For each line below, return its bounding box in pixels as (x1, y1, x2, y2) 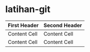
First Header (8, 22, 39, 29)
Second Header (43, 22, 82, 29)
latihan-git (5, 4, 51, 15)
